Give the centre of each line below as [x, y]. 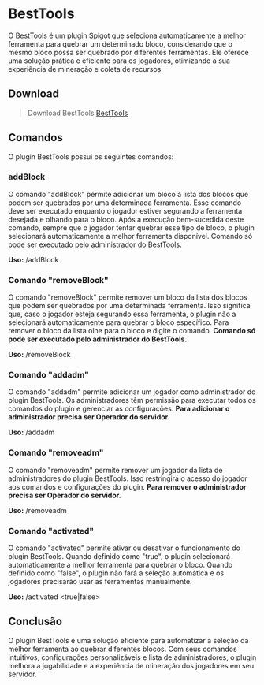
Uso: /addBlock [33, 259]
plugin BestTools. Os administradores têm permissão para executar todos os [132, 400]
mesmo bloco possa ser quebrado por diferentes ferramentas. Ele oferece [129, 52]
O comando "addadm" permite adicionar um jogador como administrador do [132, 392]
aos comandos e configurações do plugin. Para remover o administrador [127, 486]
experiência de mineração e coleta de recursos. [86, 69]
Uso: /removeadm [37, 510]
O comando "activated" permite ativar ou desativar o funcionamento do [124, 548]
